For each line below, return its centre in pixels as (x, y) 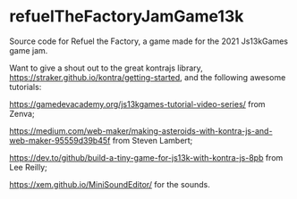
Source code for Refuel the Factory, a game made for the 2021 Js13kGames (149, 41)
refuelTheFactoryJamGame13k (127, 17)
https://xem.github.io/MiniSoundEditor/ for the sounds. (110, 184)
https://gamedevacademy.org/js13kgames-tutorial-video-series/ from (137, 104)
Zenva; (22, 113)
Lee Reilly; (28, 167)
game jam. (29, 50)
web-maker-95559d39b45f (60, 140)
